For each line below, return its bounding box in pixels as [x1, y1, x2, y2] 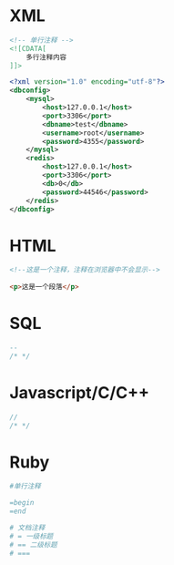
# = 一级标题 [9, 531, 54, 540]
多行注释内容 [26, 52, 67, 62]
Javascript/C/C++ [9, 382, 150, 403]
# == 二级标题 [9, 539, 57, 550]
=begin [9, 498, 35, 508]
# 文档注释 [9, 523, 46, 532]
